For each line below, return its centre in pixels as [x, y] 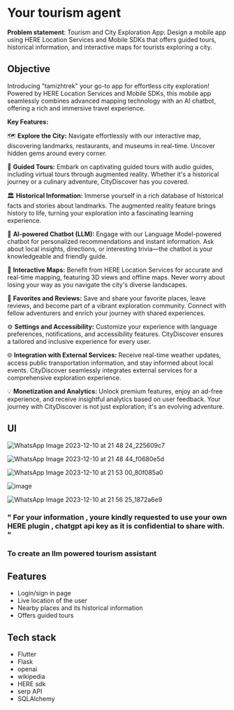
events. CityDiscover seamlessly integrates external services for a [102, 370]
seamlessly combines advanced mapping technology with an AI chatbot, [112, 101]
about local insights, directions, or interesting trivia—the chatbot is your [110, 249]
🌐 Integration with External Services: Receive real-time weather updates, [114, 355]
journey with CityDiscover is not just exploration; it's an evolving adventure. [116, 406]
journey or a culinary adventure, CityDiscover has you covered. [98, 181]
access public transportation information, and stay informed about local [110, 363]
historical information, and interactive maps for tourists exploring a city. [110, 47]
